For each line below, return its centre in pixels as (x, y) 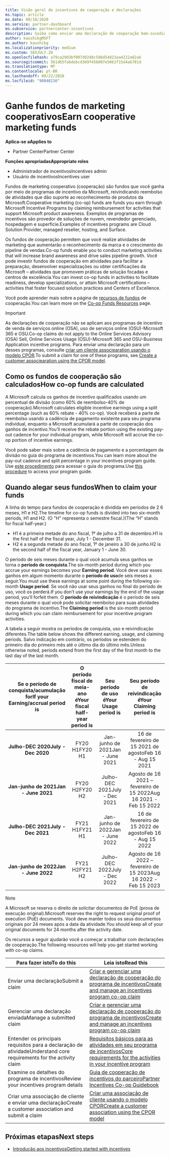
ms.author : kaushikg (27, 43)
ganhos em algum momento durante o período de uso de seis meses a (78, 576)
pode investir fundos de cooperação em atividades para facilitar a (74, 261)
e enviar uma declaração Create (45, 1103)
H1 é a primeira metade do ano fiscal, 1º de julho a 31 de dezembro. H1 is (88, 533)
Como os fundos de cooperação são (63, 377)
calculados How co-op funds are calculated (75, 385)
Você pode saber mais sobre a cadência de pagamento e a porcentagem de (84, 449)
